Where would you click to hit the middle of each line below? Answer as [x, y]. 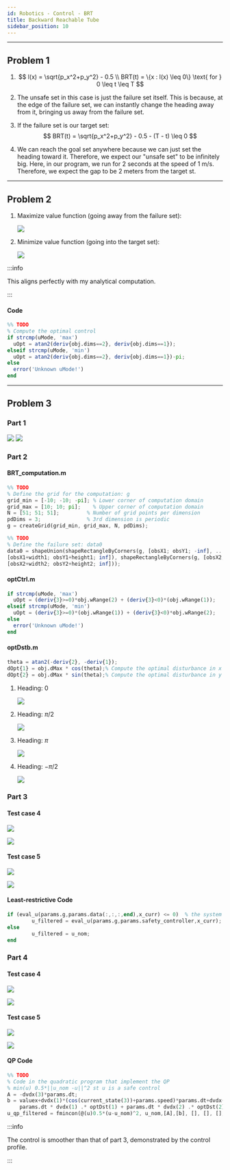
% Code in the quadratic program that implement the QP [88, 1082]
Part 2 [17, 457]
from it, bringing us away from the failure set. [81, 112]
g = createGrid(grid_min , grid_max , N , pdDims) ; [78, 526]
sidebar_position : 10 [38, 26]
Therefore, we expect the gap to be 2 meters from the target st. [106, 171]
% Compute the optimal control [52, 331]
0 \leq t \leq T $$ [120, 84]
